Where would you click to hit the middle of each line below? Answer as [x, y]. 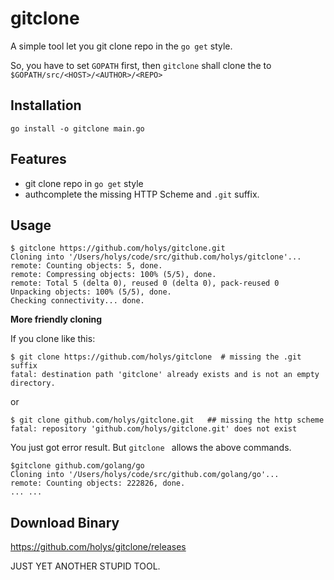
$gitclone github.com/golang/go [77, 466]
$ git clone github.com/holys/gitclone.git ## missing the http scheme [167, 420]
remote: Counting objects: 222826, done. [98, 483]
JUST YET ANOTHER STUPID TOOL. [85, 566]
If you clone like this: [53, 339]
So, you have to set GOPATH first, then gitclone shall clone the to [141, 65]
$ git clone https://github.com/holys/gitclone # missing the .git [156, 357]
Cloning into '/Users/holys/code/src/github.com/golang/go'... [145, 475]
